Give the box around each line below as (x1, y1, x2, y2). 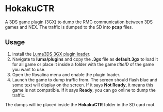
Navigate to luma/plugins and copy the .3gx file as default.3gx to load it (12, 56, 158, 62)
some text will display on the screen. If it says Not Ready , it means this (12, 82, 154, 88)
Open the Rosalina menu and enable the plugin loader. (12, 71, 120, 78)
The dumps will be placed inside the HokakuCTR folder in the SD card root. (5, 101, 156, 107)
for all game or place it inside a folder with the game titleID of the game (12, 61, 154, 67)
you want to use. (12, 66, 46, 72)
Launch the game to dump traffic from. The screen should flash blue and (12, 77, 158, 82)
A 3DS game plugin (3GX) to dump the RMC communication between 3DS (5, 19, 153, 25)
